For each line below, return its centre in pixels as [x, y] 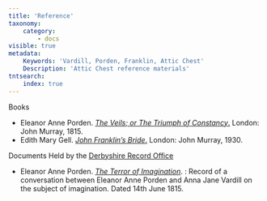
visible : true [32, 46]
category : [40, 31]
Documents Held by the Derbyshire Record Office [91, 156]
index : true [43, 83]
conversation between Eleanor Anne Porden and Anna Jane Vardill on [136, 180]
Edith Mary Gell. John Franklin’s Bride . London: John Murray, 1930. [131, 139]
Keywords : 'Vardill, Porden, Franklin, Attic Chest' [114, 62]
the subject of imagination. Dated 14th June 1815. [102, 188]
